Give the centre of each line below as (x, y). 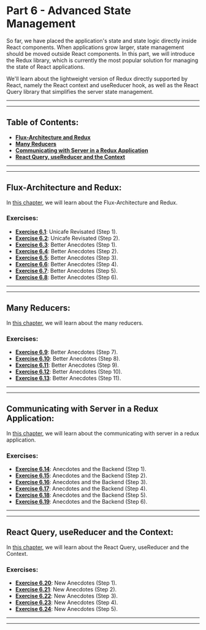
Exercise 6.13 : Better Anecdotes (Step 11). (68, 378)
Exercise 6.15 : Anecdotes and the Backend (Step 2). (81, 475)
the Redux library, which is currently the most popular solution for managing (102, 60)
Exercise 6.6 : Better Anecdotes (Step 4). (67, 264)
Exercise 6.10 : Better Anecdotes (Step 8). (68, 358)
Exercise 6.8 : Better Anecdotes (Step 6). (67, 277)
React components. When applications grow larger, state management (95, 47)
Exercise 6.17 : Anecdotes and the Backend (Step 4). (81, 489)
